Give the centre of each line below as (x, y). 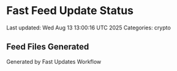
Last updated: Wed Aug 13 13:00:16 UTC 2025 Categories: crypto (89, 28)
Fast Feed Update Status (70, 11)
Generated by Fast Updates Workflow (54, 61)
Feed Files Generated (48, 47)
